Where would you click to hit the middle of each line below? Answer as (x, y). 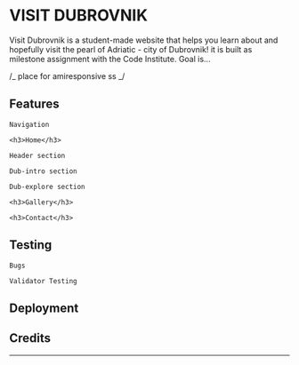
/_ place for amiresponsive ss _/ (67, 75)
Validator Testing (43, 281)
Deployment (44, 308)
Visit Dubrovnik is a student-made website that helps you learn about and (144, 40)
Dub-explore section (48, 186)
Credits (30, 338)
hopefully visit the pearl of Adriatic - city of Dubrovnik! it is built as (131, 49)
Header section (37, 155)
